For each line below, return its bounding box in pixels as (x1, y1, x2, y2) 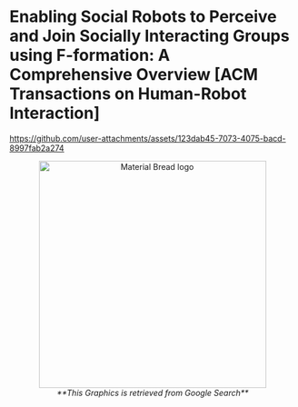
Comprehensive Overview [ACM (9, 65, 259, 85)
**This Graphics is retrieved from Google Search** (56, 387, 249, 398)
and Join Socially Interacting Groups (9, 25, 290, 46)
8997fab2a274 (9, 143, 65, 154)
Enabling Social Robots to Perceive (9, 6, 277, 27)
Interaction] (9, 103, 100, 124)
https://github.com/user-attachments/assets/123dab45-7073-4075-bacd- (9, 133, 286, 144)
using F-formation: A (9, 45, 171, 65)
